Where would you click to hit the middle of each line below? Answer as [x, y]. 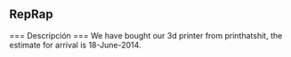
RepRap [31, 14]
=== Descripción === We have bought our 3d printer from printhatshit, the [146, 35]
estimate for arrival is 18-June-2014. [75, 45]
